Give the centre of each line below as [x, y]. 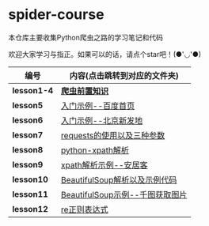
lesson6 [28, 120]
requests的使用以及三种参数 [113, 135]
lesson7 [28, 134]
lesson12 [30, 209]
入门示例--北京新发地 [102, 120]
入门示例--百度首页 [98, 106]
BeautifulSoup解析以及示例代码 [119, 179]
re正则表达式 [84, 209]
